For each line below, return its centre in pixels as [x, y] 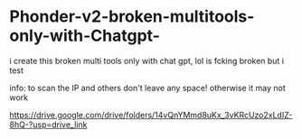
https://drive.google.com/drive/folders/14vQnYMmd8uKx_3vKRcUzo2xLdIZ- [151, 115]
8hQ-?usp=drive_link [48, 125]
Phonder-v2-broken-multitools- [132, 17]
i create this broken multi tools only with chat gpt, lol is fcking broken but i [147, 60]
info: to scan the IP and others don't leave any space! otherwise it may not [148, 88]
